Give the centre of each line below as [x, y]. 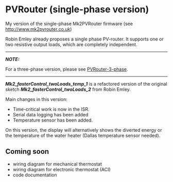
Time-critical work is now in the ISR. [51, 109]
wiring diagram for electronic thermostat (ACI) [62, 169]
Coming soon [27, 151]
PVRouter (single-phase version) [77, 9]
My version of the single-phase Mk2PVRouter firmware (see [69, 24]
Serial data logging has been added [50, 114]
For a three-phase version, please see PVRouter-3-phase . [67, 69]
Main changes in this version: [37, 99]
